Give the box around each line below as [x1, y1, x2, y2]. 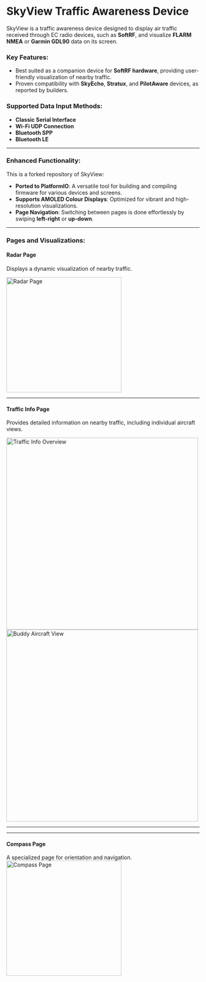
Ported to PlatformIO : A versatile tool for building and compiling [15, 182, 177, 190]
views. [6, 426, 23, 433]
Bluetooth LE [15, 135, 49, 142]
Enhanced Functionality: [6, 157, 81, 165]
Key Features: [6, 53, 49, 61]
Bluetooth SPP [15, 129, 53, 136]
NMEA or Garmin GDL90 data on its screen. [6, 37, 118, 45]
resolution [15, 201, 41, 209]
